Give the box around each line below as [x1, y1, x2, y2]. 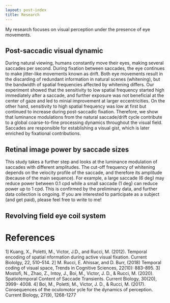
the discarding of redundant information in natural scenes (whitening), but [5, 76, 160, 82]
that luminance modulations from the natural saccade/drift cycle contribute [5, 114, 162, 120]
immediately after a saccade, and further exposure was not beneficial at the [5, 92, 164, 98]
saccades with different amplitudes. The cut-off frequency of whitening [5, 164, 155, 170]
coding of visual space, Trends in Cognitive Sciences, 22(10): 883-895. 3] [5, 265, 160, 271]
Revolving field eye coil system [5, 211, 106, 220]
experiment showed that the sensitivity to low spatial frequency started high [5, 87, 164, 93]
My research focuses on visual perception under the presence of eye [5, 26, 150, 32]
